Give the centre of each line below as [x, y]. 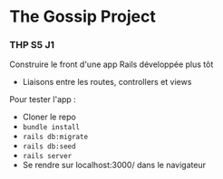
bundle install [51, 127]
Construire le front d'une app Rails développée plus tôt [111, 64]
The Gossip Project [82, 17]
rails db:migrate [55, 137]
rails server [47, 156]
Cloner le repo [49, 117]
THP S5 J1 [32, 45]
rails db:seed [49, 146]
